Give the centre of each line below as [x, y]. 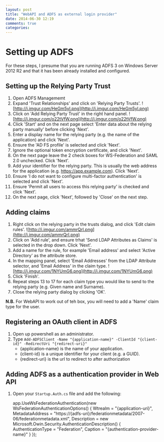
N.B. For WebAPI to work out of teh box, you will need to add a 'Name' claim [82, 301]
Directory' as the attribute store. [45, 255]
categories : [18, 28]
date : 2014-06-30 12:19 [30, 19]
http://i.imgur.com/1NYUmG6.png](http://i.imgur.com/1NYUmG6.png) [83, 271]
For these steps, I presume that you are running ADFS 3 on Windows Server [82, 66]
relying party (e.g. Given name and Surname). [59, 287]
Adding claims [28, 212]
